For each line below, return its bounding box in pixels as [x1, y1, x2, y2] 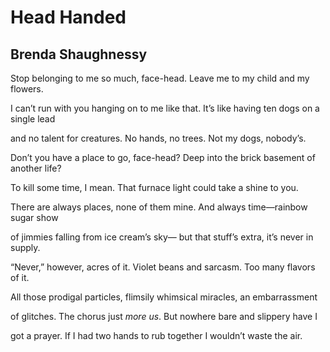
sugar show [10, 212, 59, 223]
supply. [10, 242, 41, 253]
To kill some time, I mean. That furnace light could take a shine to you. [10, 182, 299, 193]
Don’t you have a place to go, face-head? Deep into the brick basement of [10, 152, 316, 163]
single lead [10, 113, 56, 125]
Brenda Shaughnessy [10, 46, 148, 63]
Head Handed [10, 6, 127, 29]
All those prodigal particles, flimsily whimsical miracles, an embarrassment [10, 291, 318, 303]
